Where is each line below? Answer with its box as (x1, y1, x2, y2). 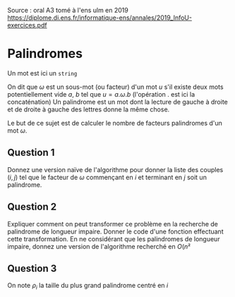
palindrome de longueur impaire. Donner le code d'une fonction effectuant (7, 227, 224, 236)
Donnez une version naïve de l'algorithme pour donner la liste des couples (7, 165, 224, 174)
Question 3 (7, 262, 57, 274)
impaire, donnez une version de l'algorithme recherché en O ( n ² (7, 242, 191, 250)
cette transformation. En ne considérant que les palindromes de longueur (7, 234, 220, 243)
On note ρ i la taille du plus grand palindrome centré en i (7, 281, 169, 291)
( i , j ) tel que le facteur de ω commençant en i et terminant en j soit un (7, 173, 207, 181)
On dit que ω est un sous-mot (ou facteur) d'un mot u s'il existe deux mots (7, 83, 224, 91)
